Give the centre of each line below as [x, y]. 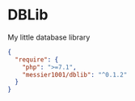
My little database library [49, 37]
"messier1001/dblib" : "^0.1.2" [75, 74]
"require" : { [37, 59]
